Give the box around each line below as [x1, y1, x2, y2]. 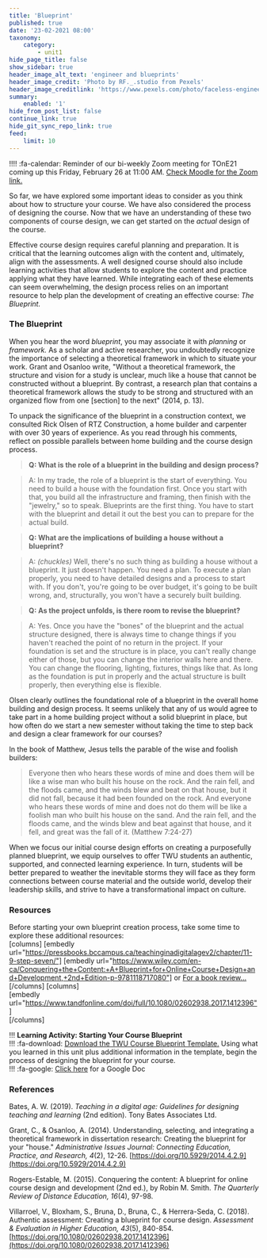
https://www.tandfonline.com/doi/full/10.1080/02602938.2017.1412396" [25, 998, 257, 1008]
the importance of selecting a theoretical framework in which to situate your [9, 354, 257, 363]
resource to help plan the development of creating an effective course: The [9, 290, 254, 300]
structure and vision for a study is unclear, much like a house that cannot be [9, 370, 257, 380]
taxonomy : [9, 33, 42, 42]
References [9, 1084, 55, 1095]
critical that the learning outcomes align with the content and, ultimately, [9, 248, 245, 258]
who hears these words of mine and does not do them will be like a [28, 801, 248, 811]
